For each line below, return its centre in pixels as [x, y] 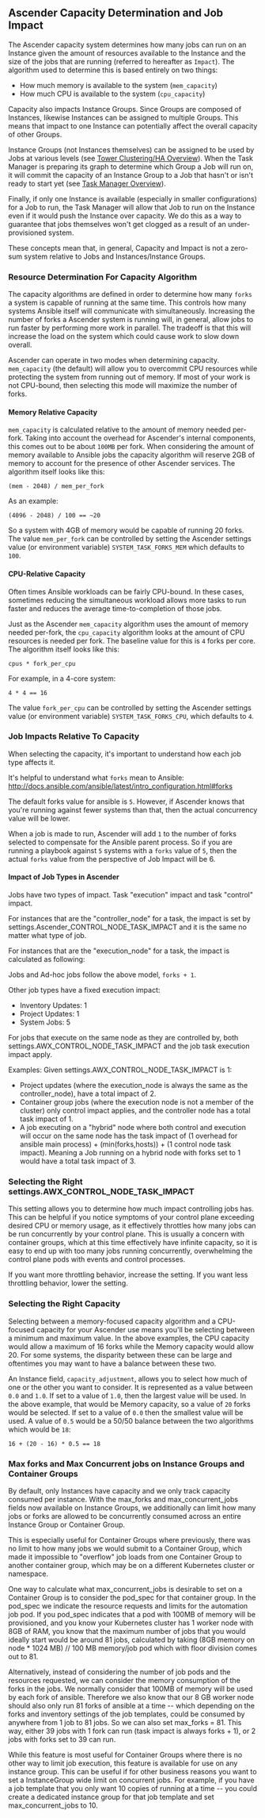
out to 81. [23, 1656]
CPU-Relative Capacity [47, 574]
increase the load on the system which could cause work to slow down [124, 336]
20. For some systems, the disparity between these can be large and [120, 1355]
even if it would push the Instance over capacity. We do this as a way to [125, 215]
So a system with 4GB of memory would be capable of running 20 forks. [126, 530]
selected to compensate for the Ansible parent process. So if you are [121, 842]
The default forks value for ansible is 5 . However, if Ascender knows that [127, 801]
